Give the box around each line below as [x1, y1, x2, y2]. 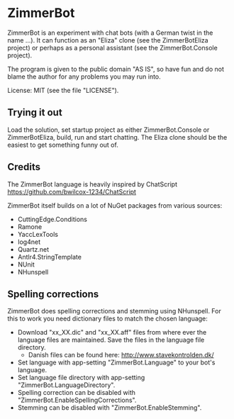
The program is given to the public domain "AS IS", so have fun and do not [7, 65, 225, 73]
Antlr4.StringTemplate [17, 252, 82, 261]
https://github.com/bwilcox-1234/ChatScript [7, 187, 137, 196]
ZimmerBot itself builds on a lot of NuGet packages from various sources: [7, 201, 223, 210]
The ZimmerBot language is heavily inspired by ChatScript [7, 179, 177, 189]
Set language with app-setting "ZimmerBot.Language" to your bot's [17, 358, 216, 367]
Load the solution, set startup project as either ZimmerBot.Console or [7, 125, 210, 134]
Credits [7, 161, 41, 173]
